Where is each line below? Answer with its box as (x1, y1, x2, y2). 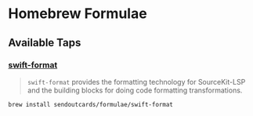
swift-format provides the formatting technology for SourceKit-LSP (27, 77, 246, 86)
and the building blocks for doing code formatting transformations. (27, 85, 243, 95)
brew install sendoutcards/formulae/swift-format (8, 100, 174, 108)
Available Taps (8, 36, 81, 49)
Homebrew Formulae (8, 5, 147, 23)
